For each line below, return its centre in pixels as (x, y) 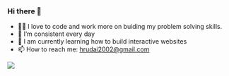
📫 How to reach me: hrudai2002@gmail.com (83, 49)
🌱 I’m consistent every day (56, 34)
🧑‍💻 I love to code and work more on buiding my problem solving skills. (120, 27)
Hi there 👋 (25, 11)
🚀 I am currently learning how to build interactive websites (102, 42)
